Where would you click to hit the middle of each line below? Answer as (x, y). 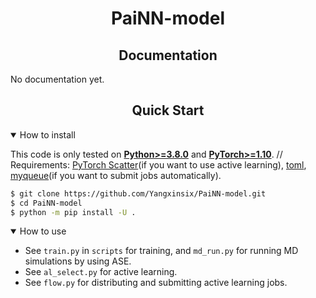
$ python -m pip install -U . (73, 212)
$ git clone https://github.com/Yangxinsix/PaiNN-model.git (138, 193)
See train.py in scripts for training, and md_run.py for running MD (161, 251)
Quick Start (168, 110)
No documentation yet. (57, 79)
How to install (47, 134)
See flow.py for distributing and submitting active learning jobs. (156, 283)
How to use (43, 231)
